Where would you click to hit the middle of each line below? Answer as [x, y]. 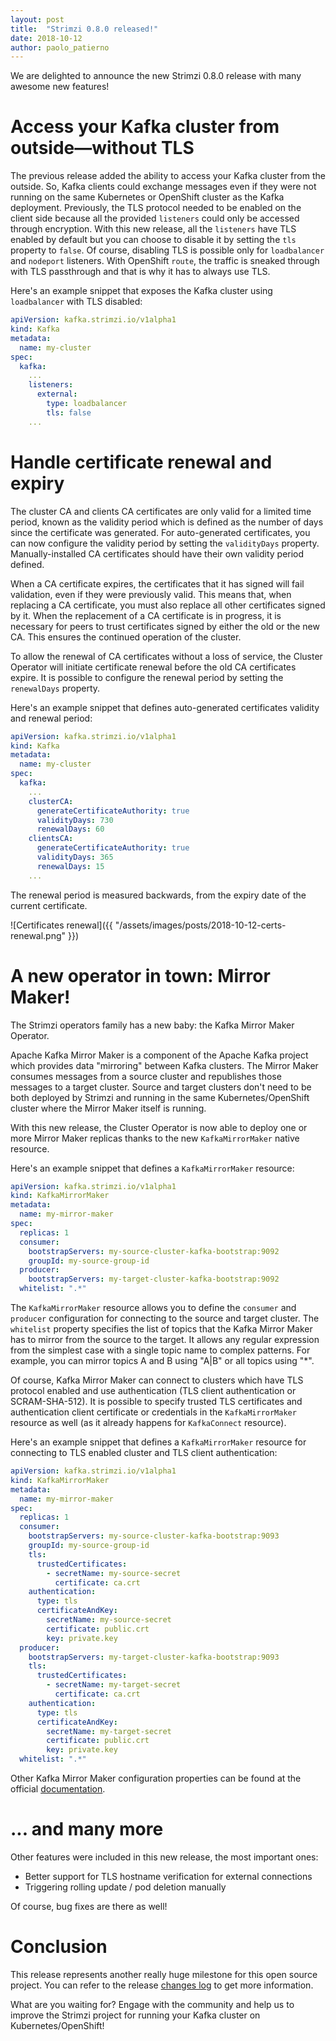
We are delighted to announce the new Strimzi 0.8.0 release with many [156, 76]
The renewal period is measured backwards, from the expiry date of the [158, 895]
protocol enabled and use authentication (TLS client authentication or [153, 1391]
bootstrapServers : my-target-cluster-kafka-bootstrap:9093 [154, 1657]
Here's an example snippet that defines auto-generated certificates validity [165, 707]
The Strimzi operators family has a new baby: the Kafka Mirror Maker [152, 1025]
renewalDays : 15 [70, 866]
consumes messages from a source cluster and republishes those [146, 1076]
